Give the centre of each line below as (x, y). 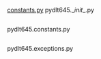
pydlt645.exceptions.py (40, 48)
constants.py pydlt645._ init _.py (50, 10)
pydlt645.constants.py (39, 29)
